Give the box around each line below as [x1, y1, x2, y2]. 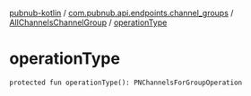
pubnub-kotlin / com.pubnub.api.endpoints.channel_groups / [9, 8, 234, 18]
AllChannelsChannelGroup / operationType [9, 17, 168, 28]
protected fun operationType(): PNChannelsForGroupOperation [9, 78, 243, 87]
